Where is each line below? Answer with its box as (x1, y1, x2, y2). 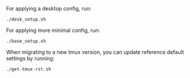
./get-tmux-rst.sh (6, 66, 51, 72)
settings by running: (6, 55, 55, 61)
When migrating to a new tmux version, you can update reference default (6, 48, 184, 56)
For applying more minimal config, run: (6, 27, 100, 34)
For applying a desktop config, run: (6, 5, 91, 12)
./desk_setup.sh (6, 17, 46, 22)
